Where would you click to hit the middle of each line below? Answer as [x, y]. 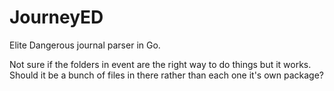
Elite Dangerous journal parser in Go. [85, 45]
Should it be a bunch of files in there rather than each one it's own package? [167, 75]
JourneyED [56, 17]
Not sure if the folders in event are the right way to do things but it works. [160, 64]
